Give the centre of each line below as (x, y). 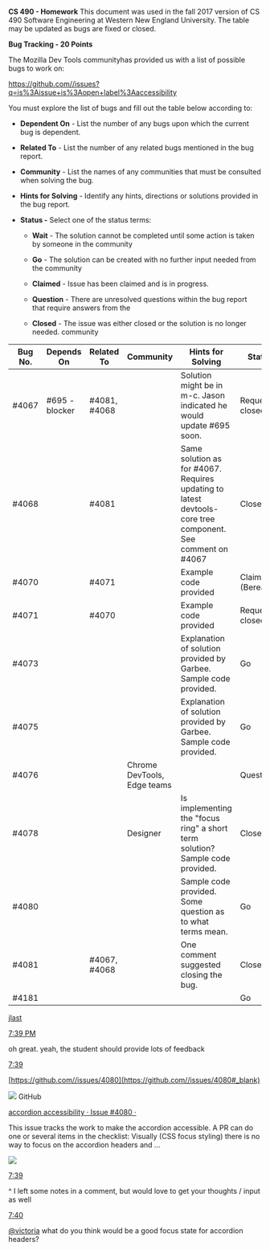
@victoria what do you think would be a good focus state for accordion (126, 1231)
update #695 (205, 425)
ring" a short (204, 828)
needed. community (65, 332)
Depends (64, 351)
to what (194, 921)
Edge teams (150, 785)
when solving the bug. (57, 180)
